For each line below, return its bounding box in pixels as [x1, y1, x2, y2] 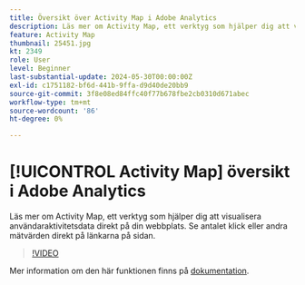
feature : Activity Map [9, 30, 95, 39]
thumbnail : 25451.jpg [9, 38, 92, 48]
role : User [9, 55, 51, 64]
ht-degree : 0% [9, 114, 64, 123]
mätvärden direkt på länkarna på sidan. [9, 231, 156, 241]
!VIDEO [31, 248, 59, 259]
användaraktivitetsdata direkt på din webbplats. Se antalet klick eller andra [9, 221, 288, 231]
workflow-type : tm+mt [9, 97, 92, 107]
